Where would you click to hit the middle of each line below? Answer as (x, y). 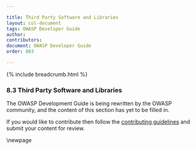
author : (16, 34)
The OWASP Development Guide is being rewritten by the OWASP (89, 103)
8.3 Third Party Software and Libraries (64, 90)
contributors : (24, 40)
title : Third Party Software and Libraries (63, 17)
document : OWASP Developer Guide (49, 46)
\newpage (19, 140)
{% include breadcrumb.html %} (47, 74)
